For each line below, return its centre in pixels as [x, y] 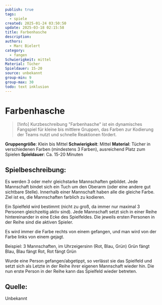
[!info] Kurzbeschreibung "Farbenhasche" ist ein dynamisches [80, 124]
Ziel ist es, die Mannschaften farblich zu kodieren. [55, 197]
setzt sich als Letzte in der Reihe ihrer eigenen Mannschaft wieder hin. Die [80, 266]
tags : [10, 14]
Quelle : [16, 287]
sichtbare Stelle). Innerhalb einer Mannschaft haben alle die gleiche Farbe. [80, 192]
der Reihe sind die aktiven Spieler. [39, 222]
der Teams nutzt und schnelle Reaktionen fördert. [67, 135]
